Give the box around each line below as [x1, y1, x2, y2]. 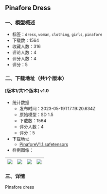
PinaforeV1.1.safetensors [19, 141, 69, 147]
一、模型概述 [5, 19, 36, 26]
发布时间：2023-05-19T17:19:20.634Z [19, 105, 96, 111]
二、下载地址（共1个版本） [5, 75, 67, 81]
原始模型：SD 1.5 [19, 112, 53, 117]
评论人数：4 [12, 49, 36, 55]
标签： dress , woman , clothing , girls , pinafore [12, 31, 103, 37]
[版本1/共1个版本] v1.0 [5, 88, 49, 94]
